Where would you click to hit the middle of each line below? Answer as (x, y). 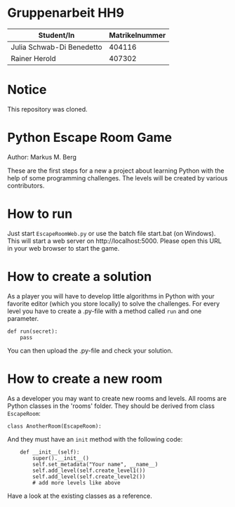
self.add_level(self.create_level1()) (89, 470)
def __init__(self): (50, 452)
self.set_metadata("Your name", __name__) (95, 464)
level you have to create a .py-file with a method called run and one (105, 311)
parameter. (23, 318)
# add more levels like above (76, 482)
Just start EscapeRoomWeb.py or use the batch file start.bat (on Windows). (112, 233)
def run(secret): (33, 331)
